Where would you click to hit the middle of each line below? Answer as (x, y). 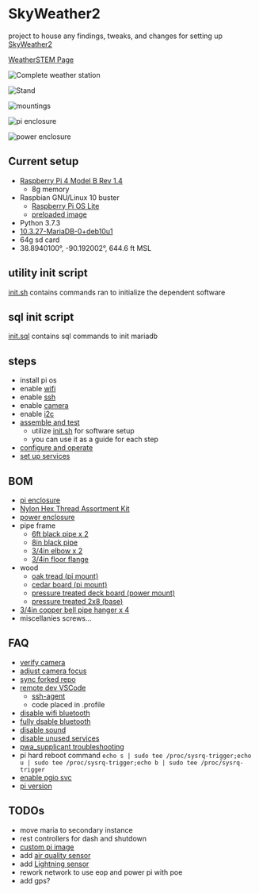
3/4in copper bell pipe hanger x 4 (74, 610)
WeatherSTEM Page (41, 60)
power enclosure (47, 517)
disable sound (42, 729)
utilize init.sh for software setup (83, 431)
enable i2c (37, 414)
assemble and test (50, 422)
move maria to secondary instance (76, 829)
